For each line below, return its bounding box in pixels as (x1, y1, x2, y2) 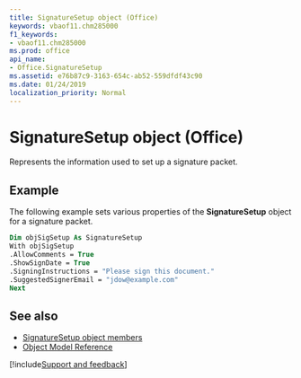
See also (9, 308, 58, 323)
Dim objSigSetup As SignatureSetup (9, 233, 143, 242)
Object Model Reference (22, 342, 113, 353)
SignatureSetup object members (22, 332, 143, 343)
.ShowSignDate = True (9, 258, 91, 268)
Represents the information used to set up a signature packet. (9, 156, 238, 167)
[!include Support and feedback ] (9, 359, 128, 370)
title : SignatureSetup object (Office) (9, 13, 159, 22)
